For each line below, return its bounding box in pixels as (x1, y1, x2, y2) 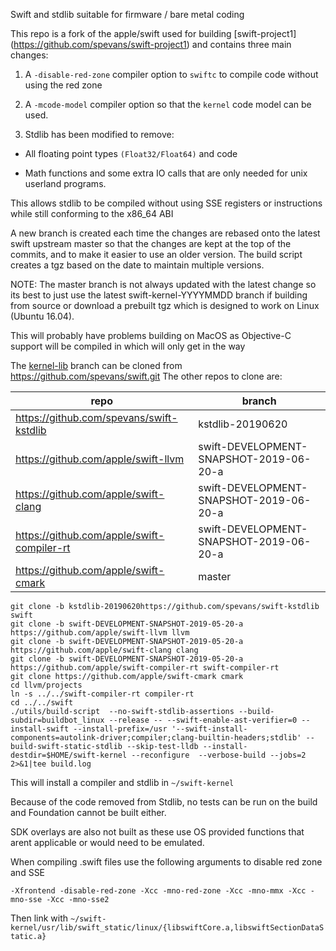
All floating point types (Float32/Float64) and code (24, 148, 238, 159)
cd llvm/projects (10, 680, 83, 690)
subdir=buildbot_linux (10, 715, 105, 725)
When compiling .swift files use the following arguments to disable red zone (10, 856, 323, 868)
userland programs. (24, 178, 107, 189)
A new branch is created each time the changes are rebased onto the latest (10, 227, 321, 239)
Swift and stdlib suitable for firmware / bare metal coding (10, 9, 245, 20)
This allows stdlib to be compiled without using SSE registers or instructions (10, 197, 323, 209)
